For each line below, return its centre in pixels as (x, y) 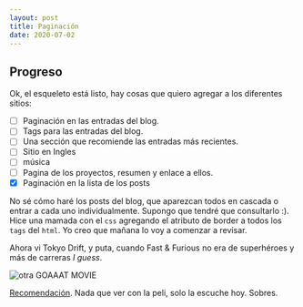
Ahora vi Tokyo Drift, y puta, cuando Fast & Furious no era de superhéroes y (152, 248)
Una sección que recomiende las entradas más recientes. (131, 141)
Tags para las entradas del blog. (83, 131)
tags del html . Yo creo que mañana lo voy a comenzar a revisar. (128, 230)
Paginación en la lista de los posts (86, 182)
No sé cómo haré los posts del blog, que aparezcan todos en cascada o (144, 200)
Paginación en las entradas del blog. (91, 121)
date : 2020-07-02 (42, 35)
